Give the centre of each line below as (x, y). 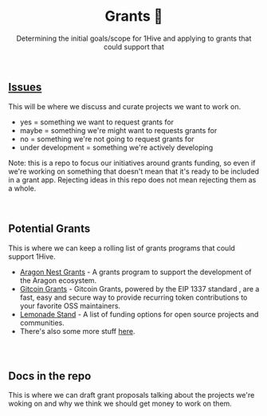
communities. (42, 323)
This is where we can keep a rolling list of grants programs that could (122, 248)
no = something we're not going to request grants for (107, 139)
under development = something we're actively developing (116, 147)
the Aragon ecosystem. (58, 280)
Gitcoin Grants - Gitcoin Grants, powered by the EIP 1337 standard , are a (139, 288)
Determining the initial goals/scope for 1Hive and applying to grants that (134, 38)
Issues (25, 87)
